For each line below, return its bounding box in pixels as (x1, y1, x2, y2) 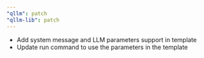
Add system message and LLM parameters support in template (16, 35, 197, 43)
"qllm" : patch (6, 10, 48, 17)
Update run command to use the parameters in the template (16, 43, 188, 51)
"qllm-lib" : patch (6, 17, 60, 23)
